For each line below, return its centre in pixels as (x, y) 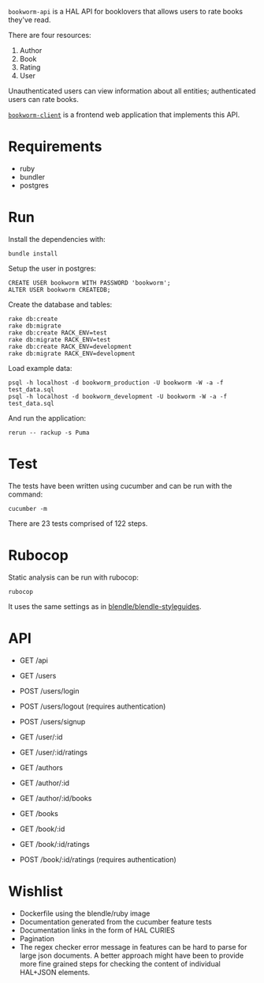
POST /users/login (49, 690)
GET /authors (41, 767)
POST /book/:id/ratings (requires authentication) (98, 859)
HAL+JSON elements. (55, 972)
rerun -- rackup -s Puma (49, 433)
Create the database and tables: (60, 304)
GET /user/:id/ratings (54, 752)
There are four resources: (50, 35)
